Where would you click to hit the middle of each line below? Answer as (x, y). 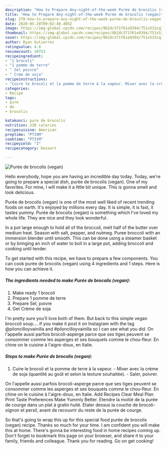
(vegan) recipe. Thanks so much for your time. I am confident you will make (83, 425)
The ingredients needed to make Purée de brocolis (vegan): (68, 280)
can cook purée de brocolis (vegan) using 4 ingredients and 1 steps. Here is (83, 264)
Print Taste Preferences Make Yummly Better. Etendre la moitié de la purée (82, 399)
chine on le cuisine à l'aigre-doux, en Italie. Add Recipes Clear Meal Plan (80, 394)
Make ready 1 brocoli (34, 293)
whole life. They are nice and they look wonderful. (56, 218)
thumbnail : (16, 33)
